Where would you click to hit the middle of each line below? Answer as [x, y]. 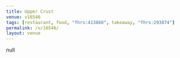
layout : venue [24, 33]
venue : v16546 [24, 17]
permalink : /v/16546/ [33, 28]
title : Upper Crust [30, 11]
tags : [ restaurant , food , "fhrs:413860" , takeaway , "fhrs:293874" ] [91, 22]
